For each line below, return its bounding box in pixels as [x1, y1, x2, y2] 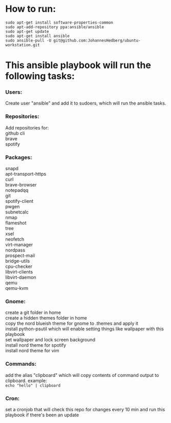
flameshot [5, 220, 27, 226]
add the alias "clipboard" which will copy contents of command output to [5, 372, 159, 378]
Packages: [5, 154, 32, 161]
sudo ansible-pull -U [5, 38, 52, 43]
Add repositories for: [5, 124, 49, 131]
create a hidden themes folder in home [5, 315, 87, 321]
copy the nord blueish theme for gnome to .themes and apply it [5, 321, 138, 327]
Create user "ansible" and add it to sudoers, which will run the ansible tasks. [5, 100, 166, 107]
